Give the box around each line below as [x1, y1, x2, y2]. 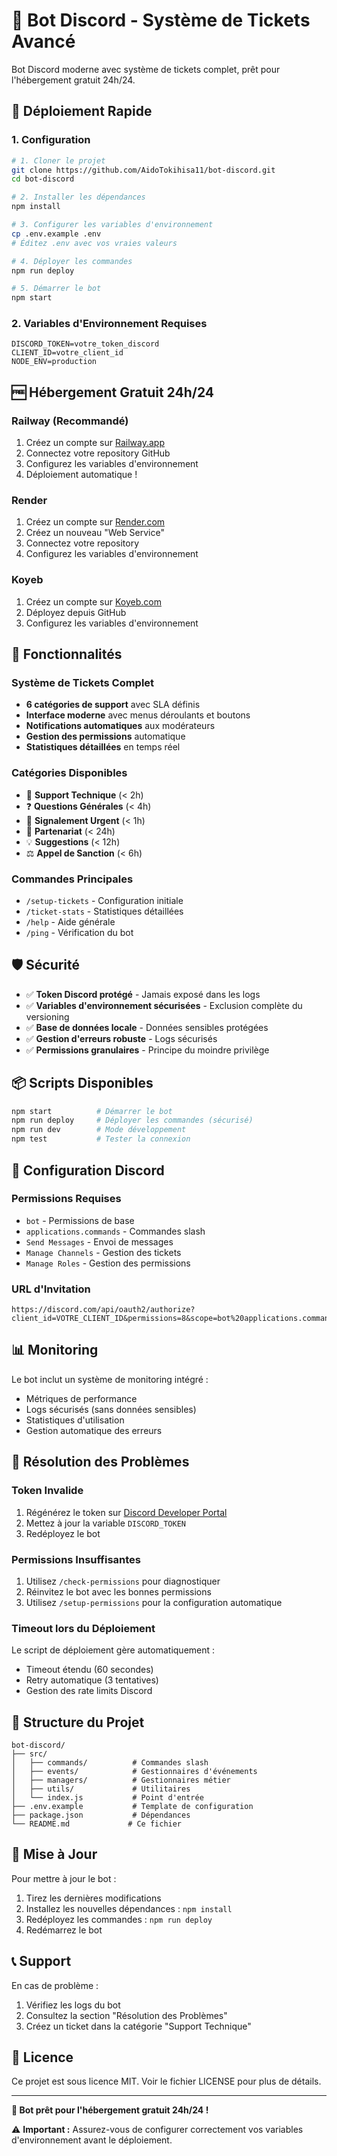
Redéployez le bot [25, 1527, 101, 1539]
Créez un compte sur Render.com [25, 516, 166, 528]
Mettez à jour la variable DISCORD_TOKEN [25, 1517, 186, 1529]
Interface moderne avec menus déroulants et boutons [25, 709, 251, 721]
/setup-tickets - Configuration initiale [25, 894, 184, 906]
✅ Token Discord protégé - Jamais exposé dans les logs [25, 988, 261, 1000]
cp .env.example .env [11, 229, 102, 239]
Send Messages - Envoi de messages [25, 1235, 174, 1248]
